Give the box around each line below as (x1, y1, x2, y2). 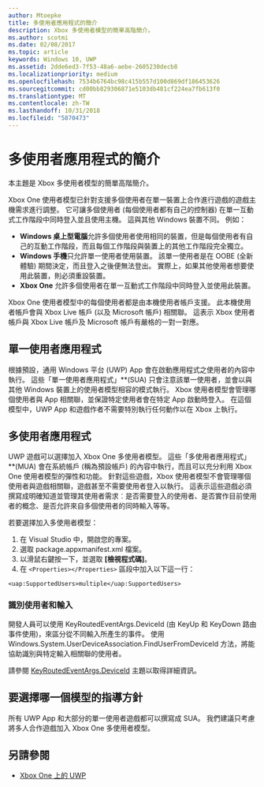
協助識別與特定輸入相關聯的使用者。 (8, 648, 126, 658)
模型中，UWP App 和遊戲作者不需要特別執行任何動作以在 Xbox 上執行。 (8, 404, 242, 414)
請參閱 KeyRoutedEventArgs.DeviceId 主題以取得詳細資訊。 (8, 666, 201, 675)
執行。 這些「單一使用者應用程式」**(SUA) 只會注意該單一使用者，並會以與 (8, 375, 252, 384)
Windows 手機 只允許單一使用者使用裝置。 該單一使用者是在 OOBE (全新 (19, 251, 254, 260)
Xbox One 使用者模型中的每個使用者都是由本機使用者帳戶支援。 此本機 (8, 297, 238, 307)
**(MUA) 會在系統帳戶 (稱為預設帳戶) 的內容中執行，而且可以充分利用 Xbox (8, 462, 252, 472)
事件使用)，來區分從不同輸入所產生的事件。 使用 (8, 628, 165, 639)
